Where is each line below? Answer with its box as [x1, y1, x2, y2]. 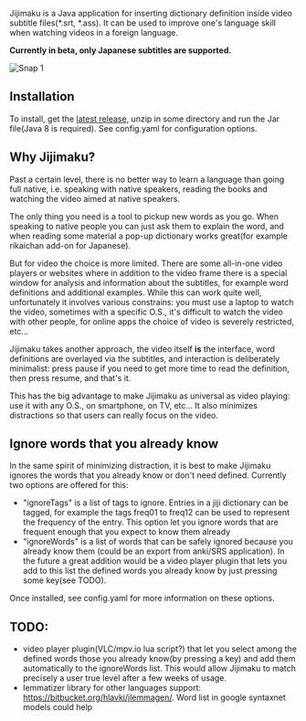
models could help [22, 702, 93, 713]
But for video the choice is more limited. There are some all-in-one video [9, 258, 283, 269]
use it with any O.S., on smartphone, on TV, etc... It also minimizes [9, 399, 259, 410]
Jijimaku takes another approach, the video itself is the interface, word [9, 343, 276, 355]
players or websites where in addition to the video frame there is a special [9, 267, 288, 278]
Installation [9, 89, 75, 104]
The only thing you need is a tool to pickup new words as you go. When [9, 210, 279, 222]
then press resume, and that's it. [9, 372, 132, 383]
